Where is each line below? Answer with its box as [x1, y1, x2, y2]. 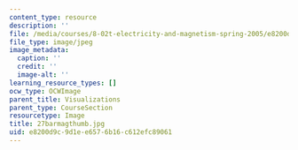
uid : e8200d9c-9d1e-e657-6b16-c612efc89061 [9, 128, 173, 137]
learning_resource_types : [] [9, 79, 117, 87]
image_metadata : [9, 46, 69, 55]
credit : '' [17, 63, 58, 71]
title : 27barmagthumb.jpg [9, 120, 105, 129]
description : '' [9, 21, 69, 30]
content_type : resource [9, 12, 98, 22]
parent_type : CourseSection [9, 103, 114, 112]
